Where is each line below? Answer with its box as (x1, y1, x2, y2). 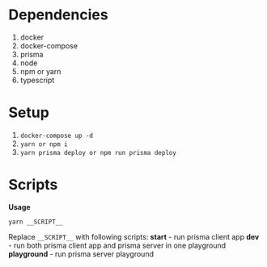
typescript (19, 75, 55, 85)
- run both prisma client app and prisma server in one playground (8, 240, 227, 250)
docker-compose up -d (19, 131, 93, 140)
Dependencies (8, 6, 108, 24)
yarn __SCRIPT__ (8, 218, 63, 226)
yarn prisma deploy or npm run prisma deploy (19, 148, 176, 156)
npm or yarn (19, 66, 61, 76)
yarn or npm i (19, 140, 68, 148)
